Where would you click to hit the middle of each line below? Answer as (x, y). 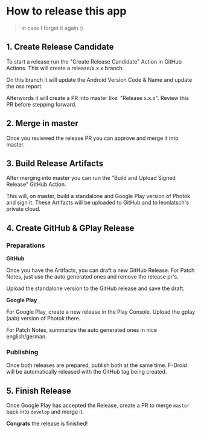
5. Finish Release (39, 391)
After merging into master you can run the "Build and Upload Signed (91, 178)
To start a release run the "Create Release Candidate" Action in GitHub (94, 61)
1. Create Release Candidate (60, 47)
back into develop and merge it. (45, 412)
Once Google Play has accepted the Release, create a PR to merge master (98, 405)
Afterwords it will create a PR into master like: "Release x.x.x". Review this (97, 98)
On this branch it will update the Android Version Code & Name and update (99, 79)
